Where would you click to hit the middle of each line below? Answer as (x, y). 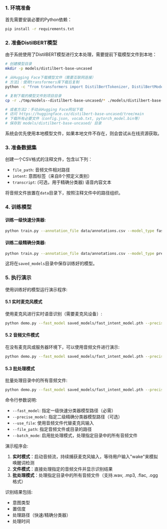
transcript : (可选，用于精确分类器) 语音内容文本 (62, 182)
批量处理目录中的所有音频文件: (37, 380)
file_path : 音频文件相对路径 (41, 170)
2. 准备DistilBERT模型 (31, 43)
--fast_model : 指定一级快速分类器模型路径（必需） (64, 411)
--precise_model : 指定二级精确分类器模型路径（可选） (67, 417)
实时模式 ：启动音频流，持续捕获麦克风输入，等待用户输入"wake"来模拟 (85, 457)
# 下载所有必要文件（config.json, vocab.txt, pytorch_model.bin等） (73, 119)
